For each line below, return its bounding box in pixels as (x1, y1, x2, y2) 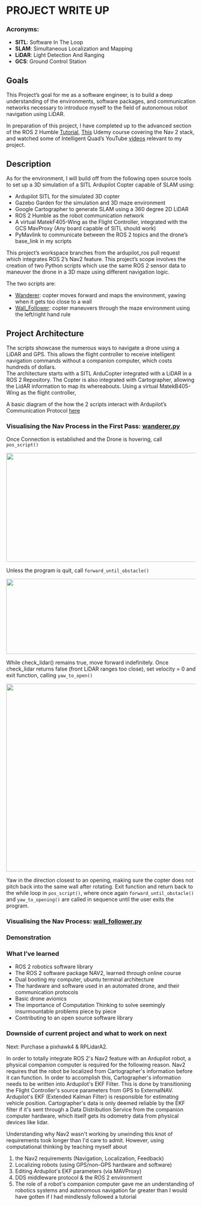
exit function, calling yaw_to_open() (6, 672, 93, 679)
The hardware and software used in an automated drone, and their (14, 982, 180, 989)
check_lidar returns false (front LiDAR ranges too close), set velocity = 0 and (6, 665, 196, 672)
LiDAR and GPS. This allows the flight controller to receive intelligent (6, 350, 176, 358)
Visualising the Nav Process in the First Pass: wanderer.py (6, 422, 180, 430)
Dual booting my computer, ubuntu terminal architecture (14, 976, 155, 983)
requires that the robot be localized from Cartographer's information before (6, 1067, 193, 1074)
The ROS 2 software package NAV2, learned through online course (14, 970, 182, 977)
